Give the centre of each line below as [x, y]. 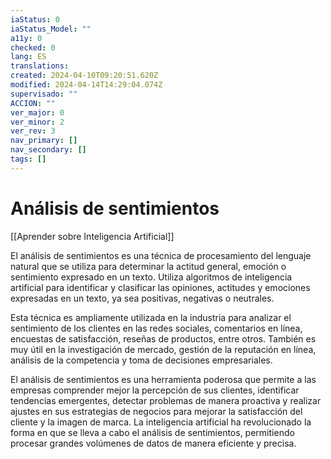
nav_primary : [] [44, 141]
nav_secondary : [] [48, 150]
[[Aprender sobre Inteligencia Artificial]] [92, 236]
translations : [40, 66]
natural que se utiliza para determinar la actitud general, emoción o [148, 266]
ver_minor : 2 [37, 122]
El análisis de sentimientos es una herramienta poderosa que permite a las [163, 379]
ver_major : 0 [37, 112]
